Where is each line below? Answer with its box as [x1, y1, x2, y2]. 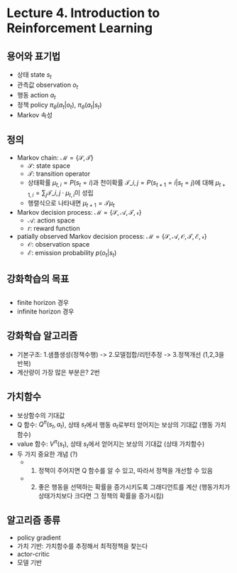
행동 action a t [16, 90, 56, 101]
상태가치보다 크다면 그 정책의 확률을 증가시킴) [38, 491, 164, 500]
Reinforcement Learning [6, 20, 153, 36]
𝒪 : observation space [27, 240, 90, 249]
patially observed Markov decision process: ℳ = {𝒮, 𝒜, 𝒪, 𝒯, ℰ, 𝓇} [16, 232, 207, 241]
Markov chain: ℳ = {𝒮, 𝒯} [16, 154, 94, 161]
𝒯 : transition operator [27, 169, 91, 178]
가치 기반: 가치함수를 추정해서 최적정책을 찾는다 [16, 542, 148, 550]
